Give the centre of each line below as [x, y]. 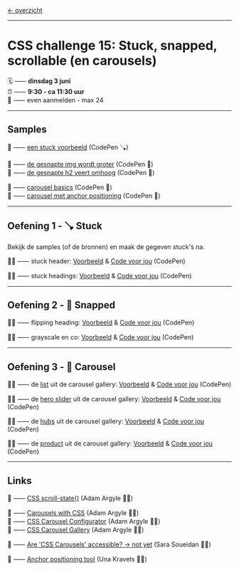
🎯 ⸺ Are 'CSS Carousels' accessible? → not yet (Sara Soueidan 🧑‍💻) [109, 544]
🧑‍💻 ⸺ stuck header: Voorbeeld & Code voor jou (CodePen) [97, 261]
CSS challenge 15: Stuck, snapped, [112, 46]
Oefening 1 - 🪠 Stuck [55, 226]
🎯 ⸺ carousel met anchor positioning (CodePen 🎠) [84, 196]
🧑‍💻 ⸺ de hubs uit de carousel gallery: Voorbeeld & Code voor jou [106, 421]
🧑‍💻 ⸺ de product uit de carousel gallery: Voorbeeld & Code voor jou [110, 443]
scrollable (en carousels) [82, 61]
